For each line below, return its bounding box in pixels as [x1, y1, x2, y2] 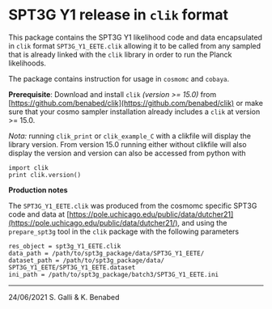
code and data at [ [8, 209, 70, 219]
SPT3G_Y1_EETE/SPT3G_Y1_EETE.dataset [8, 263, 136, 272]
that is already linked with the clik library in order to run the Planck [8, 49, 232, 59]
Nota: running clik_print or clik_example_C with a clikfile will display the [8, 131, 251, 141]
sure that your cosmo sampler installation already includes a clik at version [8, 107, 261, 116]
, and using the [177, 218, 227, 227]
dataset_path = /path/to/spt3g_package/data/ [8, 256, 164, 265]
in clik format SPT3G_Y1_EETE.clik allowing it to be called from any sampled [8, 40, 261, 50]
